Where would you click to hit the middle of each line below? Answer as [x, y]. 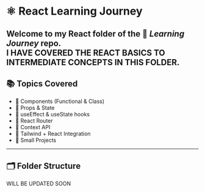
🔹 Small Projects [36, 140]
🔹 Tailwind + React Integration [53, 134]
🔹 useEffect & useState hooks [52, 115]
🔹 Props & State [35, 108]
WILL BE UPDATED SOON [39, 183]
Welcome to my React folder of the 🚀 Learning [95, 34]
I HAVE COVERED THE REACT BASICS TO [86, 53]
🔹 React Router [34, 121]
